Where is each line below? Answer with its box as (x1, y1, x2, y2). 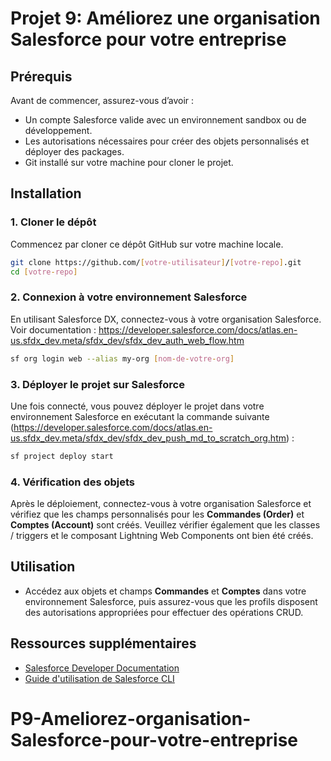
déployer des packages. (24, 146, 125, 157)
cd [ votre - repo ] (10, 267, 78, 277)
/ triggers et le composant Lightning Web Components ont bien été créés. (10, 530, 314, 542)
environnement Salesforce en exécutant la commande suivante (10, 410, 270, 422)
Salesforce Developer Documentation (24, 662, 180, 674)
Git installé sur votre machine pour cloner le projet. (24, 157, 234, 168)
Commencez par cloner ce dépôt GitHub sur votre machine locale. (10, 238, 284, 250)
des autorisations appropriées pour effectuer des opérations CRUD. (24, 606, 304, 618)
